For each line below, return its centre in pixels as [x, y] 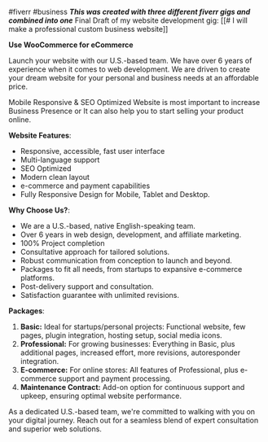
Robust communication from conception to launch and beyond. [126, 260]
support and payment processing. [115, 379]
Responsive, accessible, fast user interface [92, 151]
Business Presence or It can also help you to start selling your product [126, 111]
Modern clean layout [55, 177]
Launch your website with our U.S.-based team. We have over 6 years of [130, 61]
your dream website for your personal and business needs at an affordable [134, 78]
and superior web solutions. [55, 429]
